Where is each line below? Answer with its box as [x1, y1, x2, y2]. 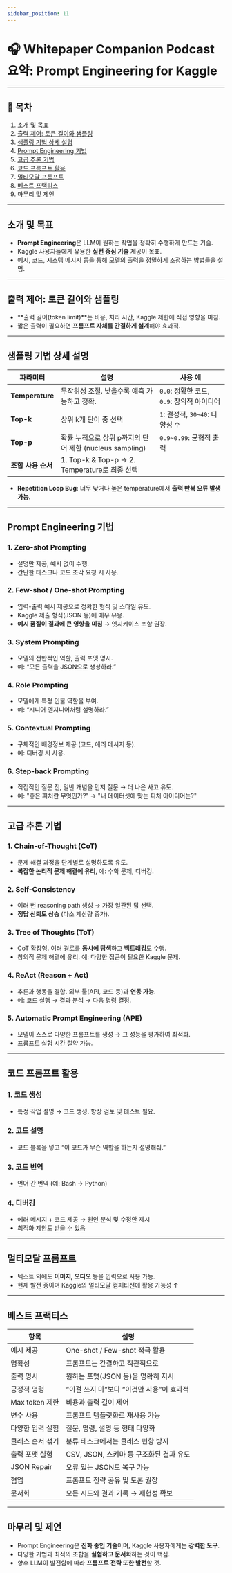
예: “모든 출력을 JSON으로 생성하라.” [17, 662, 116, 671]
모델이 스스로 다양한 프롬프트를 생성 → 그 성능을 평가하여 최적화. [17, 1030, 191, 1038]
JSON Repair [10, 1462, 53, 1472]
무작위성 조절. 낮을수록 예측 [61, 386, 145, 396]
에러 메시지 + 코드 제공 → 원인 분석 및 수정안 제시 [17, 1215, 151, 1224]
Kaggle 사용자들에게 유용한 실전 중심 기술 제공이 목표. [17, 247, 162, 256]
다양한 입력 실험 [10, 1423, 59, 1433]
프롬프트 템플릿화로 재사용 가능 [66, 1411, 161, 1421]
